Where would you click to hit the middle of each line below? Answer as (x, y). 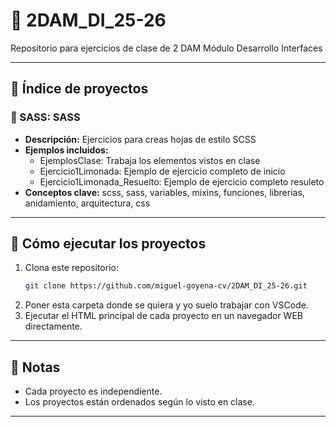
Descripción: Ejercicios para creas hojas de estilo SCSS (140, 139)
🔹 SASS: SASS (45, 117)
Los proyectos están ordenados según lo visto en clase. (139, 402)
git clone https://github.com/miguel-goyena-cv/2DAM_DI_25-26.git (166, 286)
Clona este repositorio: (71, 268)
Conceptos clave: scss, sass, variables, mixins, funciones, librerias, (164, 192)
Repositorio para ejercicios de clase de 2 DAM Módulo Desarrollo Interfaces (166, 48)
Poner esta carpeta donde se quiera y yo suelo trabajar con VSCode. (166, 305)
